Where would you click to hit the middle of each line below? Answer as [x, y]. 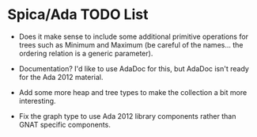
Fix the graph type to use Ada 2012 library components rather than [127, 116]
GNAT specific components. [65, 124]
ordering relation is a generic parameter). [86, 53]
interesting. [37, 101]
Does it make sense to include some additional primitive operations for [134, 36]
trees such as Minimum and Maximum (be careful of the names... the [131, 44]
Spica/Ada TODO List [78, 15]
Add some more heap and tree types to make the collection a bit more [133, 92]
